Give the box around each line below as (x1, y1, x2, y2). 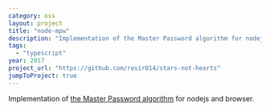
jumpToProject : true (8, 72, 78, 80)
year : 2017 (8, 57, 45, 65)
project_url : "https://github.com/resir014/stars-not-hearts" (8, 64, 221, 72)
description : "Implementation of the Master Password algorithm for (8, 34, 243, 43)
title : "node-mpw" (8, 27, 70, 35)
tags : (8, 42, 27, 50)
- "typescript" (15, 49, 67, 57)
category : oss (8, 11, 56, 20)
